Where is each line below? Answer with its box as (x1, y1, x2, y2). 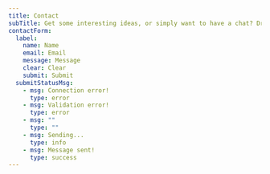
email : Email (22, 49, 67, 57)
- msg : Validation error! (22, 101, 110, 109)
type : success (29, 153, 78, 161)
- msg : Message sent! (22, 146, 95, 154)
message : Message (22, 57, 81, 65)
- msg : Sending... (22, 131, 84, 139)
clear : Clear (22, 64, 67, 72)
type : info (29, 138, 67, 147)
